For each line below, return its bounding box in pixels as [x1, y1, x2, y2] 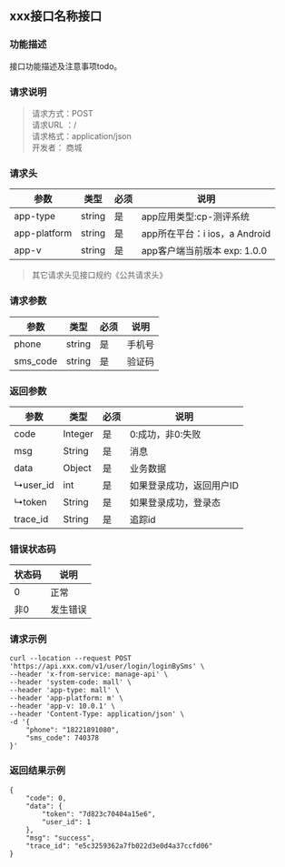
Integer [63, 427, 93, 439]
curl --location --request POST [9, 654, 132, 663]
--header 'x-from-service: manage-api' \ [9, 670, 169, 680]
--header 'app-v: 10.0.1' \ [9, 701, 116, 711]
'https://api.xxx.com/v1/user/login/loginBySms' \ [9, 662, 205, 671]
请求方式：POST [31, 107, 93, 118]
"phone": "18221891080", [25, 726, 120, 735]
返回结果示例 [9, 764, 66, 777]
